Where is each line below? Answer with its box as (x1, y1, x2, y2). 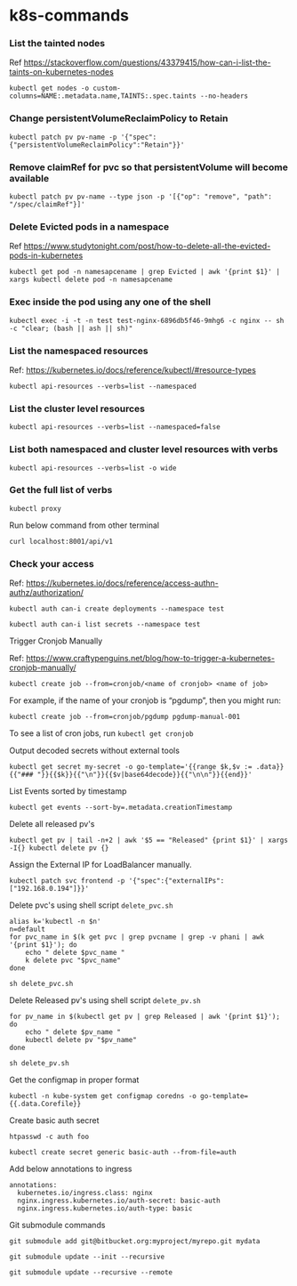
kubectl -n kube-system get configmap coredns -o (9, 1092, 197, 1101)
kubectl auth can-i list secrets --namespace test (9, 620, 201, 629)
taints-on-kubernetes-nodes (9, 67, 114, 77)
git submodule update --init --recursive (9, 1252, 165, 1262)
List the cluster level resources (9, 402, 145, 415)
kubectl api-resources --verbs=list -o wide (9, 464, 177, 473)
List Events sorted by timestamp (9, 786, 127, 797)
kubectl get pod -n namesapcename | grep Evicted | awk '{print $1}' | (9, 268, 280, 277)
